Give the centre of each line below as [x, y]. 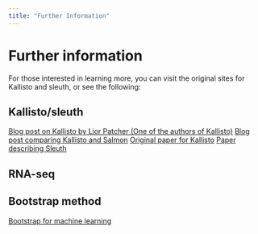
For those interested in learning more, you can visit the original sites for [127, 78]
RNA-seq [32, 174]
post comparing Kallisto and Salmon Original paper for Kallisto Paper [122, 140]
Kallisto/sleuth [46, 112]
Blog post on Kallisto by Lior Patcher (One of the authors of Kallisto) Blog [129, 132]
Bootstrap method [55, 201]
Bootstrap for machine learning [60, 221]
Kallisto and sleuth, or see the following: [75, 86]
